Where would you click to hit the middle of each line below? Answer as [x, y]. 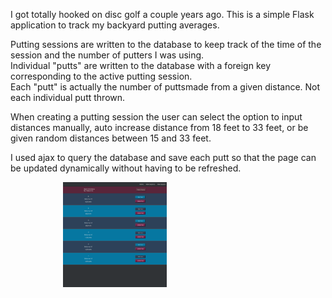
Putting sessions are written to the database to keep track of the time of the [166, 44]
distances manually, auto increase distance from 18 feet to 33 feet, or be [159, 127]
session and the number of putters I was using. [107, 55]
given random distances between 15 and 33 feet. [111, 138]
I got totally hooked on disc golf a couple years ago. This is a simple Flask [162, 14]
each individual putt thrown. [68, 97]
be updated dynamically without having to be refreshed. [126, 168]
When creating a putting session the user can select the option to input [156, 117]
